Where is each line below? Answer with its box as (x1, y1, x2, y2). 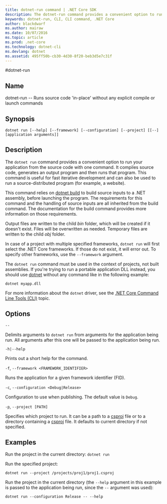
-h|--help (5, 347, 26, 352)
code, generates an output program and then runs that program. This (5, 169, 147, 175)
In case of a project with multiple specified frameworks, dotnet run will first (5, 241, 160, 247)
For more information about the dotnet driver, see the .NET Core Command (5, 290, 159, 296)
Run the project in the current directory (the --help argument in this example (5, 479, 162, 486)
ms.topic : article (5, 35, 43, 40)
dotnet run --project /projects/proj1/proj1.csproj (5, 471, 114, 476)
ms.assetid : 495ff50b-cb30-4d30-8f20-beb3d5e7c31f (5, 53, 112, 59)
